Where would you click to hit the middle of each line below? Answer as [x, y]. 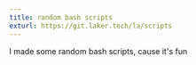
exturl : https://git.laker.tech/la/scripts [91, 26]
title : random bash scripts [61, 17]
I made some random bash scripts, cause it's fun [98, 51]
